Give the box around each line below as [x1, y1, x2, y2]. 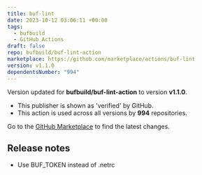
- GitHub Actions [13, 36, 64, 43]
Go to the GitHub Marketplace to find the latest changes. [7, 122, 170, 130]
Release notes [7, 142, 71, 154]
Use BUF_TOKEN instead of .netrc [17, 161, 115, 169]
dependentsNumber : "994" [7, 68, 80, 75]
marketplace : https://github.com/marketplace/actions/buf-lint [7, 56, 196, 63]
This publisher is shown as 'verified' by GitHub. [17, 101, 154, 109]
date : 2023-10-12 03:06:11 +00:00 [7, 17, 108, 24]
